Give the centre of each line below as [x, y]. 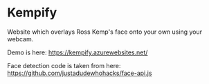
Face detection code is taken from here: [64, 65]
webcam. [20, 39]
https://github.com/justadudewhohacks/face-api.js [80, 73]
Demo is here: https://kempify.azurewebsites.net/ [78, 52]
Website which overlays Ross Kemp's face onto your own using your [105, 32]
